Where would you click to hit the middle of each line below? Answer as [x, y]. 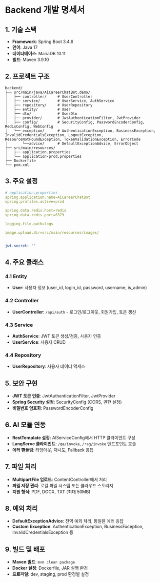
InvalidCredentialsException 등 [43, 532]
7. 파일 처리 [21, 467]
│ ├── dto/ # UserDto [41, 114]
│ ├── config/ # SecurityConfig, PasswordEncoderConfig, [75, 122]
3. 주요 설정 [21, 181]
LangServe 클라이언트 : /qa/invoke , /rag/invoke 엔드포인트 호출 [74, 444]
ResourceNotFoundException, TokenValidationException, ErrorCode [73, 139]
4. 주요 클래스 [24, 262]
